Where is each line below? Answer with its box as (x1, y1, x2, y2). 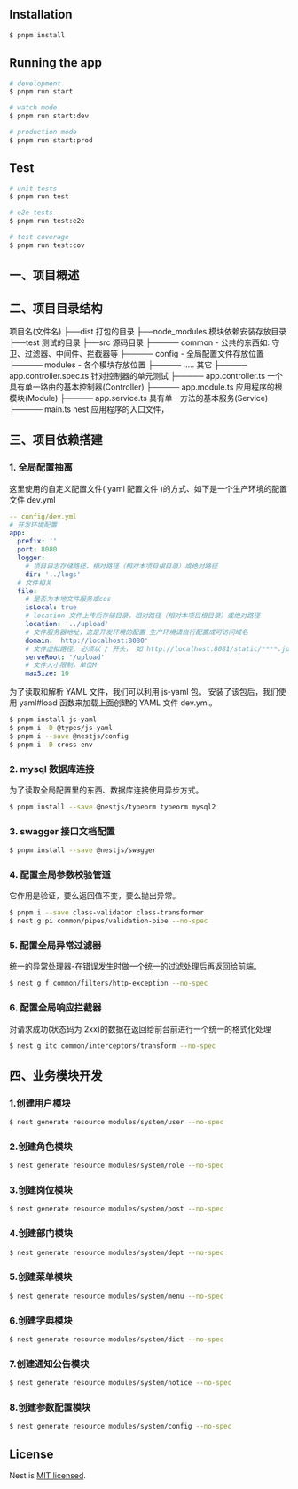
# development (9, 79, 62, 88)
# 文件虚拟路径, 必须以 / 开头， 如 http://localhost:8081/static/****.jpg (25, 644, 294, 653)
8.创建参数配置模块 (9, 1401, 91, 1413)
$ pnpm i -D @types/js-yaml (9, 724, 114, 733)
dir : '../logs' (25, 569, 82, 579)
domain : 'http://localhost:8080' (25, 636, 149, 645)
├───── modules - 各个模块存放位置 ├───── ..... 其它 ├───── (9, 359, 248, 370)
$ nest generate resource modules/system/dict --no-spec (9, 1334, 224, 1344)
